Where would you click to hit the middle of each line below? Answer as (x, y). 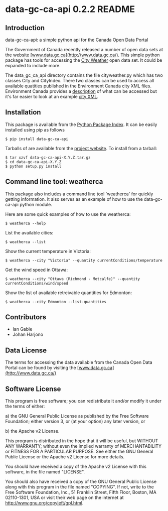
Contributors (26, 317)
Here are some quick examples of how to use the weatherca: (68, 214)
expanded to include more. (33, 66)
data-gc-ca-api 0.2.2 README (70, 9)
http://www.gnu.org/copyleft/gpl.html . (44, 503)
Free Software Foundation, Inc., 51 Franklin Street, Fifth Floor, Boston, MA (81, 492)
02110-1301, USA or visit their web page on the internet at (64, 497)
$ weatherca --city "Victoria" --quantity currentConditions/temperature (84, 260)
